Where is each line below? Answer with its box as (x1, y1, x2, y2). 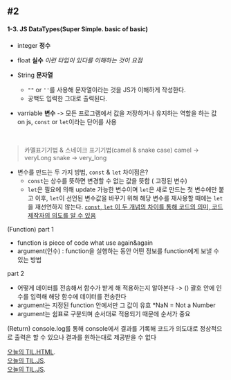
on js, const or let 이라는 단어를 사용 (17, 117, 117, 126)
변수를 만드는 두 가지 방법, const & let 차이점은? (17, 168, 149, 176)
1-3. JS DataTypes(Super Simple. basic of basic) (7, 24, 149, 33)
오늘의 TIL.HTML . (7, 347, 56, 356)
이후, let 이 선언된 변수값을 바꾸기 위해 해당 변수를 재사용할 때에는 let (35, 193, 223, 202)
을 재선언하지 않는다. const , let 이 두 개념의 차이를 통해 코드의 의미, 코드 (27, 202, 223, 211)
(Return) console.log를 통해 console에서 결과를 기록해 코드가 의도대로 (7, 324, 198, 332)
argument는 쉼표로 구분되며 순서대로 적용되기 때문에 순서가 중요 (17, 309, 191, 318)
